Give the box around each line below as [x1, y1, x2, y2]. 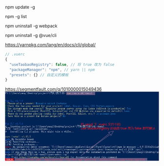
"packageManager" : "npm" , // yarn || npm [9, 67, 95, 72]
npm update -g [5, 4, 35, 10]
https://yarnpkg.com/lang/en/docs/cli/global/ [5, 42, 96, 48]
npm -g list [5, 14, 27, 19]
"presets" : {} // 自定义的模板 [9, 73, 69, 77]
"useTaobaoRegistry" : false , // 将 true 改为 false [9, 62, 115, 67]
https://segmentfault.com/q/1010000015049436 [5, 86, 102, 92]
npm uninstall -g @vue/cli [5, 33, 57, 38]
